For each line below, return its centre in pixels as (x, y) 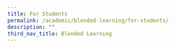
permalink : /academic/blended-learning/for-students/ (88, 20)
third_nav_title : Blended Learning (60, 34)
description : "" (31, 27)
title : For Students (38, 14)
